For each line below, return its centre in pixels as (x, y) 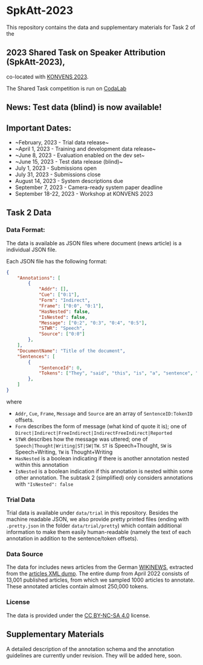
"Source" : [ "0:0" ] (62, 334)
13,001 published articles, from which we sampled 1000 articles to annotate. (101, 580)
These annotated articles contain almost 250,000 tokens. (77, 586)
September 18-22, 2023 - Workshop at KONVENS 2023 (84, 193)
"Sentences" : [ (36, 356)
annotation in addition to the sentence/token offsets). (72, 539)
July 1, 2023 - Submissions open (56, 168)
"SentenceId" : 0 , (60, 368)
